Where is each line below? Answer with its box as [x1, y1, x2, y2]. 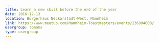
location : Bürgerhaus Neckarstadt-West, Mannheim [5, 16, 109, 21]
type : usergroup [5, 29, 38, 34]
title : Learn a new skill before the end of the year [5, 7, 117, 12]
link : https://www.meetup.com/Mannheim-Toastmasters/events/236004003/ [5, 20, 154, 26]
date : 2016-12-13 [5, 12, 41, 16]
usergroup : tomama [5, 25, 43, 30]
